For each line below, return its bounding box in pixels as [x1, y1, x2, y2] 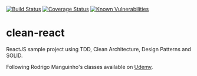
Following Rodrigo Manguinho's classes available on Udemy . [6, 63, 153, 70]
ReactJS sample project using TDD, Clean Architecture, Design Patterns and [6, 45, 192, 52]
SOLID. [6, 52, 23, 59]
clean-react [6, 27, 65, 39]
